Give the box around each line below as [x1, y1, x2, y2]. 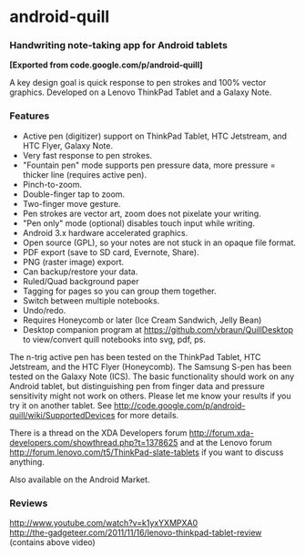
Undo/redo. [22, 304, 66, 315]
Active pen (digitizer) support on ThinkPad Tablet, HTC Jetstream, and [22, 130, 288, 141]
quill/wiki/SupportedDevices [9, 409, 116, 420]
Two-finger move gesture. [22, 198, 121, 209]
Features [9, 109, 50, 122]
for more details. [117, 409, 179, 420]
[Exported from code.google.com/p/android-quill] [9, 59, 203, 70]
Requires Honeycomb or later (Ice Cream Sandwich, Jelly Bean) [22, 314, 262, 325]
